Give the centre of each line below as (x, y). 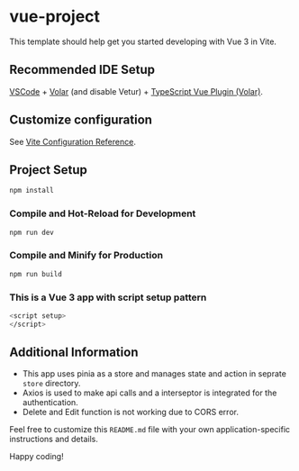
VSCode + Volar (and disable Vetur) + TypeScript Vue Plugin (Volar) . (136, 91)
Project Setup (49, 170)
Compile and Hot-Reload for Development (103, 213)
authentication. (50, 403)
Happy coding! (37, 457)
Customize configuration (81, 120)
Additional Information (74, 353)
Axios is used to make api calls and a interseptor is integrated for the (149, 393)
